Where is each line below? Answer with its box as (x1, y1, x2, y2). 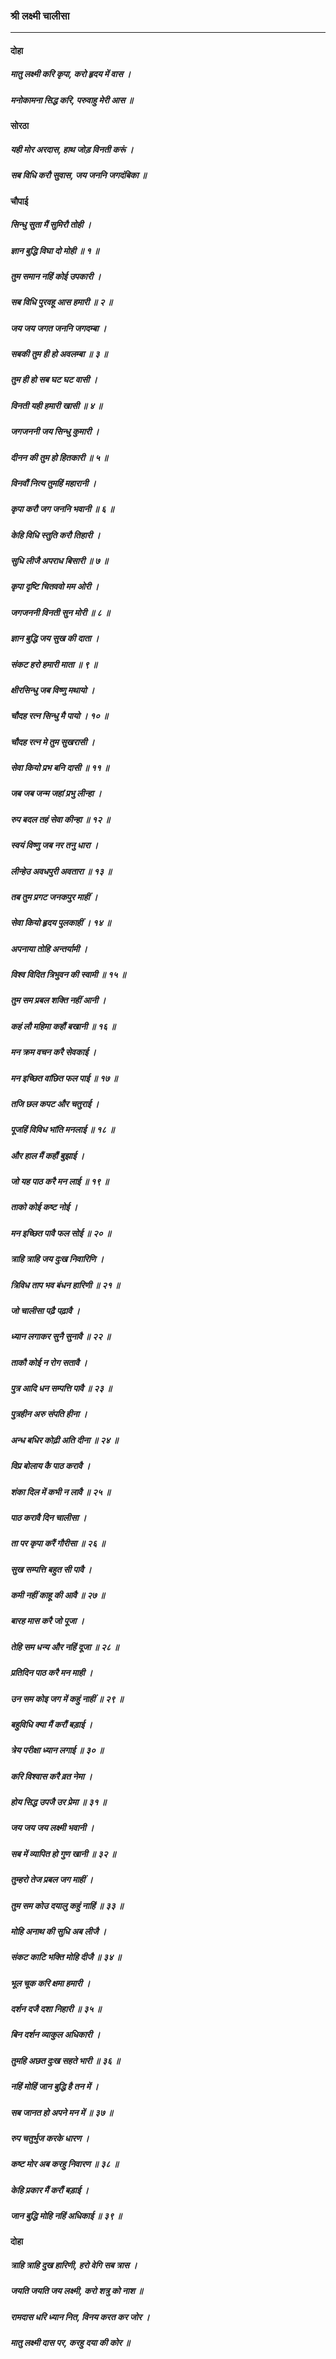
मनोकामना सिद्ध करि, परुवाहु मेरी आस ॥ (10, 94, 133, 106)
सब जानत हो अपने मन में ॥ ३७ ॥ (10, 2106, 113, 2118)
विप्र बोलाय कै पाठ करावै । (10, 1460, 91, 1472)
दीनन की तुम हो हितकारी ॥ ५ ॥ (10, 451, 108, 463)
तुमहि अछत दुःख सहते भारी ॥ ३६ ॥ (10, 2054, 120, 2066)
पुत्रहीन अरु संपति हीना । (10, 1408, 88, 1420)
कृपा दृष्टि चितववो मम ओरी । (10, 580, 100, 593)
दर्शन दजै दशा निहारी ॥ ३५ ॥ (10, 2003, 102, 2015)
